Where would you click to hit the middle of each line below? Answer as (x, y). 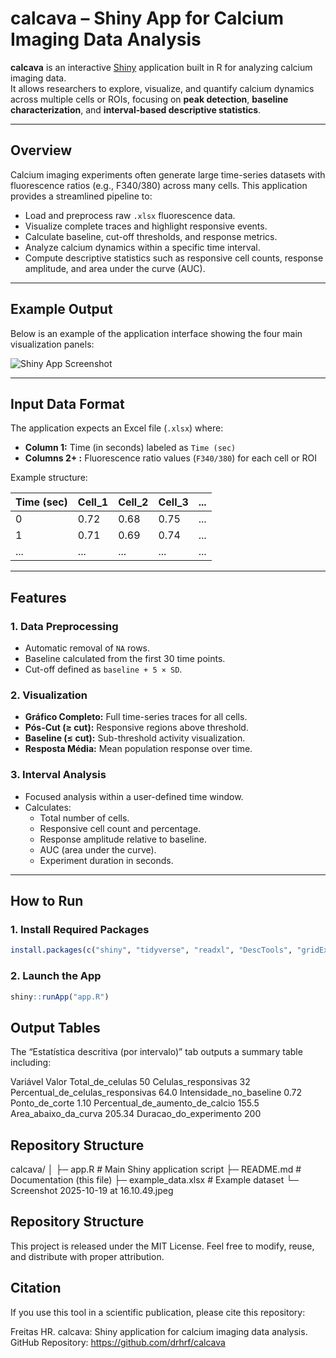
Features (38, 597)
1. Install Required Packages (80, 929)
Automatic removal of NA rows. (87, 648)
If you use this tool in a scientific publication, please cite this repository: (158, 1312)
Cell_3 (173, 502)
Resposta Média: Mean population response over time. (138, 749)
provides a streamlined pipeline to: (81, 196)
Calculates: (48, 807)
